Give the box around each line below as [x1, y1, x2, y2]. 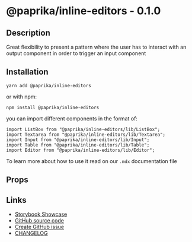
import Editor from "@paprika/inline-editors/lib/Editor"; [6, 147, 155, 153]
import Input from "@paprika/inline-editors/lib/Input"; [6, 136, 150, 143]
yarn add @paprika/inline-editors [6, 82, 92, 88]
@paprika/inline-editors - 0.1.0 [6, 4, 161, 18]
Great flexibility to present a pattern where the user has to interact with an [6, 43, 187, 50]
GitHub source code [14, 217, 64, 224]
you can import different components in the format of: [6, 114, 138, 122]
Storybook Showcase [14, 211, 68, 218]
